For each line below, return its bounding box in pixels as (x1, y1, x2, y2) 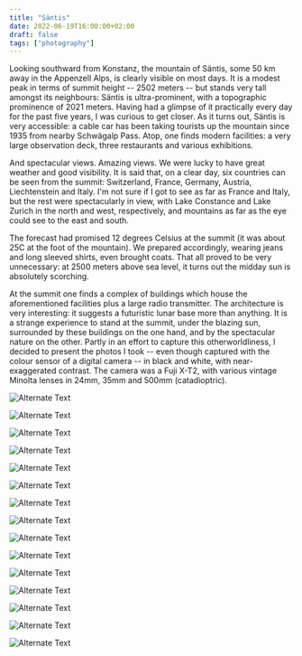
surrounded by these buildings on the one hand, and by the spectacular (9, 327, 276, 338)
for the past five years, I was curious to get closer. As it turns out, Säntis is (9, 111, 286, 122)
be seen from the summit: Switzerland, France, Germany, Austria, (9, 177, 252, 188)
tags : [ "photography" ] (9, 38, 95, 48)
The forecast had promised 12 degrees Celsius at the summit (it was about (9, 232, 286, 244)
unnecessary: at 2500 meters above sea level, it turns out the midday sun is (9, 261, 291, 272)
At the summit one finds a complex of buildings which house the (9, 288, 248, 299)
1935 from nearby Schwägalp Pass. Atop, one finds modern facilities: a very (9, 130, 291, 141)
